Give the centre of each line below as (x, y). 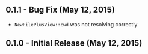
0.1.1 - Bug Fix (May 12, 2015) (60, 10)
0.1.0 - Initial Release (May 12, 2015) (74, 43)
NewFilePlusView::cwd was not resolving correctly (76, 24)
